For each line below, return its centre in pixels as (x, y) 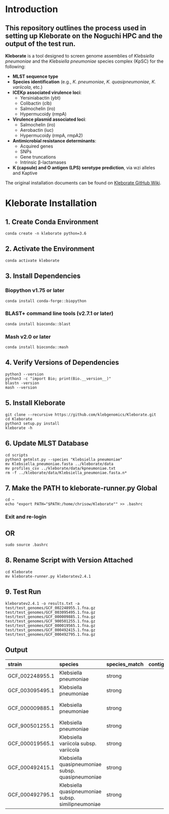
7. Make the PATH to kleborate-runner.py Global (81, 488)
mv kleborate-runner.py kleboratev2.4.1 (48, 576)
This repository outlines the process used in (76, 28)
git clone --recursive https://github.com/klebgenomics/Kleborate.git (81, 415)
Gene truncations (38, 157)
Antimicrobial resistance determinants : (54, 141)
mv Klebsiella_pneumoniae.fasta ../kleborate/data (59, 464)
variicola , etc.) (27, 87)
